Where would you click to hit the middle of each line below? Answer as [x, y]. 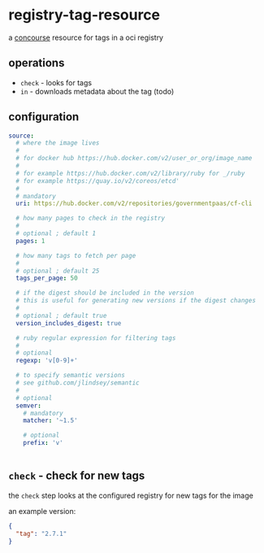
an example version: [42, 511]
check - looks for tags [56, 82]
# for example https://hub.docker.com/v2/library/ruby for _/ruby [130, 173]
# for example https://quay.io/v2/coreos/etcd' [98, 181]
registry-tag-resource [84, 15]
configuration [44, 117]
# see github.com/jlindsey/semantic [78, 383]
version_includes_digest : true [69, 323]
